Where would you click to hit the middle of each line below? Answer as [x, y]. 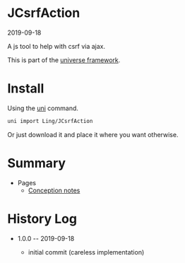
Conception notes [54, 190]
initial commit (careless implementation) [86, 252]
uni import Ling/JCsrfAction [50, 121]
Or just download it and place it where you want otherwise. [93, 134]
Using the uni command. [43, 108]
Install [26, 89]
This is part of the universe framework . [64, 60]
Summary [36, 163]
